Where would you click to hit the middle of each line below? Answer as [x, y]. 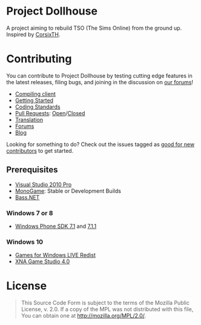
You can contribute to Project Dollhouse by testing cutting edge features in [99, 75]
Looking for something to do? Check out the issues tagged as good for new [100, 144]
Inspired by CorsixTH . [33, 34]
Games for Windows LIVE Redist [55, 255]
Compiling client [35, 94]
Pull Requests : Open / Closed [50, 113]
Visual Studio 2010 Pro [43, 184]
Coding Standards [38, 107]
